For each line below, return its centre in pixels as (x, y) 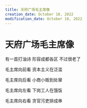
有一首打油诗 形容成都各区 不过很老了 (43, 59)
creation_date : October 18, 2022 (39, 14)
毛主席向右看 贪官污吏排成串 (34, 101)
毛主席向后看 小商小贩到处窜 (34, 80)
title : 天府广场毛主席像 (28, 10)
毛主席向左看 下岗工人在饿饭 (34, 90)
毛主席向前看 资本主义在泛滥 (34, 70)
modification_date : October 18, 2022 (44, 19)
